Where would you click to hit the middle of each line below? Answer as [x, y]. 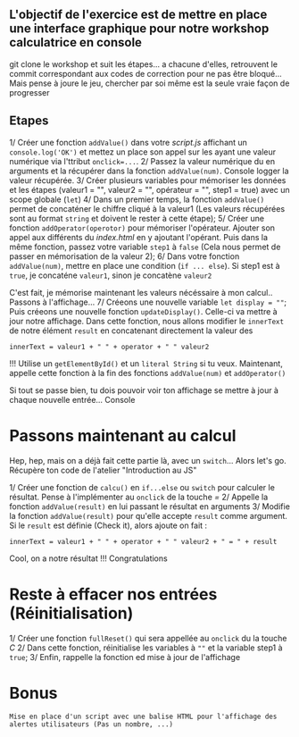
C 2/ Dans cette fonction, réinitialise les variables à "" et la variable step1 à [146, 648]
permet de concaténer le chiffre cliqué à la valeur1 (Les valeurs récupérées [147, 208]
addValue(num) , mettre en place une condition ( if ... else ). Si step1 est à [145, 265]
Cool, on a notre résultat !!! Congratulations [88, 558]
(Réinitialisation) [71, 613]
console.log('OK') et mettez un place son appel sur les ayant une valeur [143, 152]
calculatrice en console [76, 42]
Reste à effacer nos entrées [113, 594]
